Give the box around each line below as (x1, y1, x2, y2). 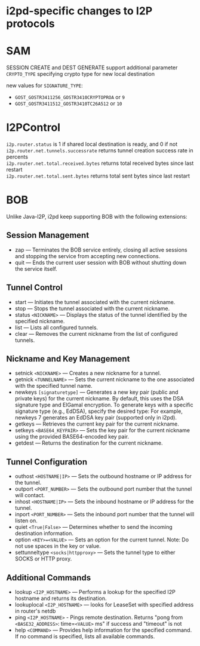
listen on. (14, 517, 38, 524)
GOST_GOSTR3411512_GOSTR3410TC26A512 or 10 (14, 100, 122, 107)
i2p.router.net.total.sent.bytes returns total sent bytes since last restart (6, 172, 190, 180)
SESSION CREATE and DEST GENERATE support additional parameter (6, 64, 178, 71)
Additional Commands (6, 572, 91, 583)
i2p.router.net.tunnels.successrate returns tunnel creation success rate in (6, 147, 194, 154)
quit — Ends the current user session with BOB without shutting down (14, 259, 187, 266)
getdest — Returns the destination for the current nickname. (14, 439, 163, 446)
